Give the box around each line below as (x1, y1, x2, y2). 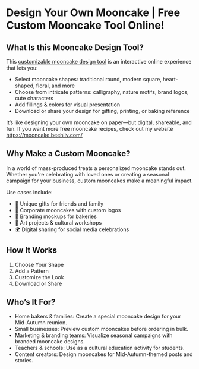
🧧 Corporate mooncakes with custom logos (14, 206, 121, 213)
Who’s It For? (6, 297, 56, 307)
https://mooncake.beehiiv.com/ (6, 131, 83, 138)
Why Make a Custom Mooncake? (6, 149, 131, 159)
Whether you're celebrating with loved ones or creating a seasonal (6, 171, 169, 178)
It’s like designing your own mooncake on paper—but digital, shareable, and (6, 119, 192, 126)
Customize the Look (14, 273, 64, 280)
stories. (14, 357, 34, 364)
